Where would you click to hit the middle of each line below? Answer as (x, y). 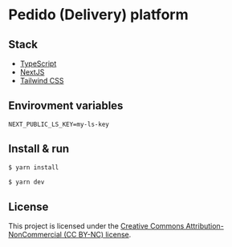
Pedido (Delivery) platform (98, 15)
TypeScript (38, 63)
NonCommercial (35, 235)
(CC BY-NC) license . (98, 235)
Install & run (39, 149)
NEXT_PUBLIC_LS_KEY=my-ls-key (59, 124)
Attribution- (205, 226)
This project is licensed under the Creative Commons (96, 226)
